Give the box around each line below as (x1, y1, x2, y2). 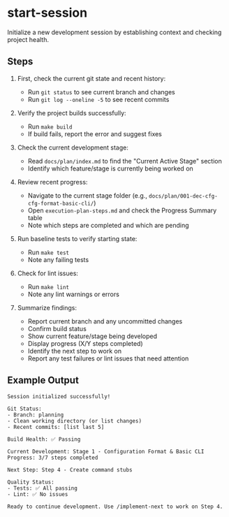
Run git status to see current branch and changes (27, 87, 176, 96)
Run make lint (27, 282, 70, 291)
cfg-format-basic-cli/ (27, 200, 94, 207)
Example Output (7, 374, 79, 386)
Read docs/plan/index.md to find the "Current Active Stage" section (27, 156, 222, 165)
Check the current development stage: (17, 143, 129, 152)
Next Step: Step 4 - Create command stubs (7, 466, 133, 473)
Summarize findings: (17, 303, 77, 312)
